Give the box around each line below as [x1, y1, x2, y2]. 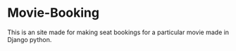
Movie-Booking [7, 5, 100, 21]
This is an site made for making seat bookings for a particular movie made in [7, 28, 230, 36]
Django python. [7, 35, 52, 43]
